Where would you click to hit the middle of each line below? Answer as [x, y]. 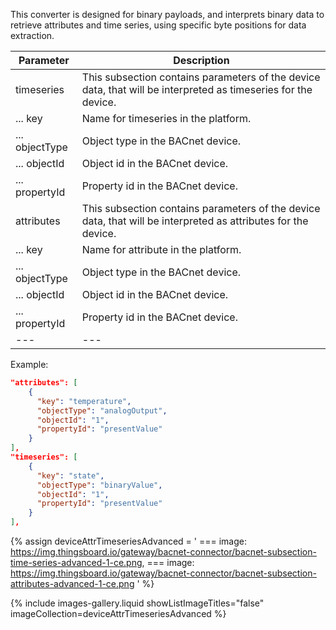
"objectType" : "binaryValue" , [99, 485]
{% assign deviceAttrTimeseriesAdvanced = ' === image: [128, 541]
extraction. [32, 35]
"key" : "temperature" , [84, 401]
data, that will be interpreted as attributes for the [195, 221]
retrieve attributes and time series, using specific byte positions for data [158, 25]
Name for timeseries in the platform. [166, 118]
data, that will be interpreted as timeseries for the [197, 89]
